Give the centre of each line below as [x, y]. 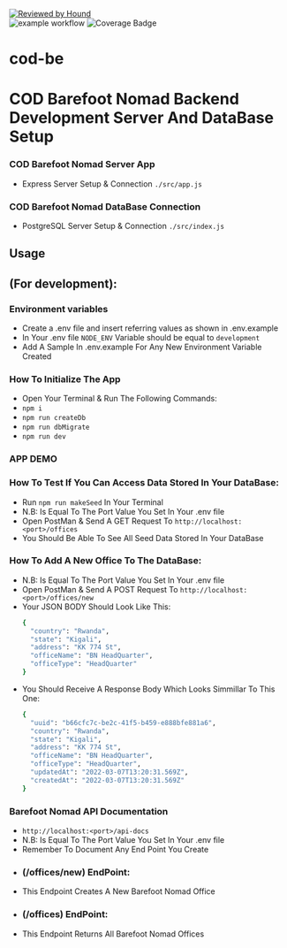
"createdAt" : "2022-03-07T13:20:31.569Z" [108, 780]
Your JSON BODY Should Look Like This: [96, 607]
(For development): [63, 283]
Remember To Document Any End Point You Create [115, 850]
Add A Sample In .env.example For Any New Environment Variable [142, 347]
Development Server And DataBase [142, 118]
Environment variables [59, 309]
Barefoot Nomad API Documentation [89, 811]
